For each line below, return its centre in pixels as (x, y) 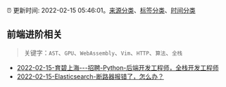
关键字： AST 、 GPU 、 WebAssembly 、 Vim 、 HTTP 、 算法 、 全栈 (103, 53)
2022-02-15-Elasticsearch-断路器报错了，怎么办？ (90, 76)
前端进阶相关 (34, 35)
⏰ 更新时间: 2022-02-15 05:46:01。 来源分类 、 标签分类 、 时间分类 (101, 10)
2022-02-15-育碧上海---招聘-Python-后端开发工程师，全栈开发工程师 (118, 67)
